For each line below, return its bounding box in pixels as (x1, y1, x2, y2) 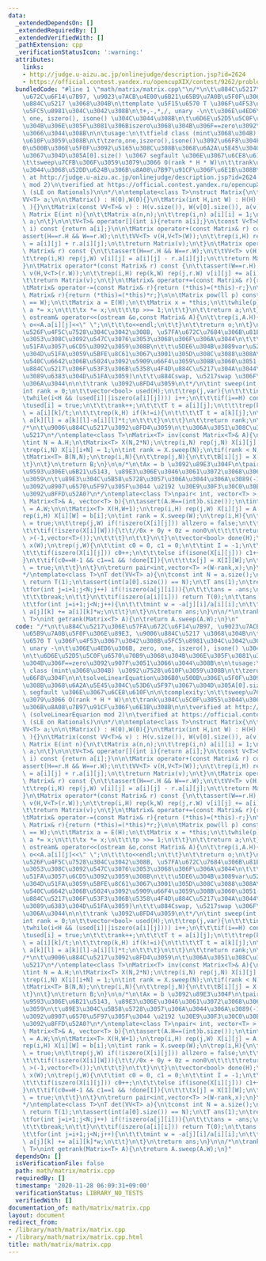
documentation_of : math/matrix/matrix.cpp (8, 1204, 150, 1212)
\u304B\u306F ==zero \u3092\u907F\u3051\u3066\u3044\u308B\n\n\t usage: (22, 659, 257, 667)
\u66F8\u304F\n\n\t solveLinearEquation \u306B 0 (22, 674, 179, 682)
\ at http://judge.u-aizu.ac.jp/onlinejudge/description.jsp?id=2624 (22, 173, 257, 182)
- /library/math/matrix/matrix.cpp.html (8, 1233, 144, 1241)
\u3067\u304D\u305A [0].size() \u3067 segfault (22, 151, 179, 159)
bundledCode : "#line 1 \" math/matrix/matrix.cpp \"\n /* (15, 85, 200, 93)
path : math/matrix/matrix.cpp (15, 1167, 115, 1176)
